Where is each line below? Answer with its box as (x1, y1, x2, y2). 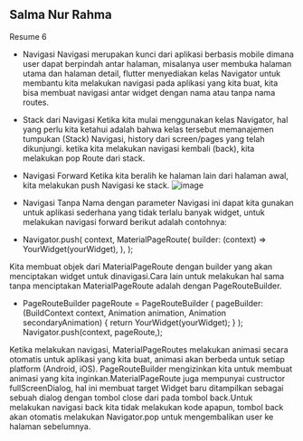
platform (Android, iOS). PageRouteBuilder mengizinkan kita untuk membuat (9, 363, 293, 374)
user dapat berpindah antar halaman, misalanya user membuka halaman (22, 58, 292, 69)
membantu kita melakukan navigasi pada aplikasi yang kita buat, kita (22, 77, 279, 89)
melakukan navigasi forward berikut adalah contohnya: (22, 216, 228, 227)
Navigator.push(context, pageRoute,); (22, 326, 163, 337)
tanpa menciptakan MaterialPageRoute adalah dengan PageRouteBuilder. (9, 280, 282, 291)
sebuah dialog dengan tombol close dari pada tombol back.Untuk (9, 392, 253, 403)
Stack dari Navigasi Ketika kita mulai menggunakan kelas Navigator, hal (22, 114, 289, 125)
